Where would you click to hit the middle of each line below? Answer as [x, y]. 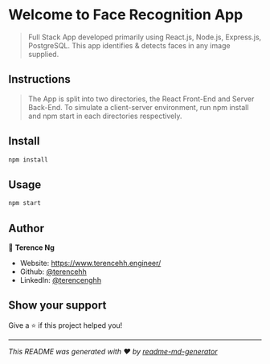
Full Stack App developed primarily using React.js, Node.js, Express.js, [145, 37]
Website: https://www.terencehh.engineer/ [90, 263]
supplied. [43, 54]
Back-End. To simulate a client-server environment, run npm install [138, 107]
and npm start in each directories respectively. [105, 116]
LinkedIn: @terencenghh [61, 280]
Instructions [39, 79]
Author [26, 228]
